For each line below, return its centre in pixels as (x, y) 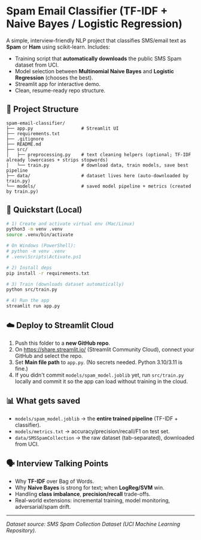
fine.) (21, 368)
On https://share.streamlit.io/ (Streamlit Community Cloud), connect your (104, 349)
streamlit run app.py (33, 306)
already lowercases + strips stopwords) (57, 160)
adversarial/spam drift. (43, 506)
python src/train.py (32, 290)
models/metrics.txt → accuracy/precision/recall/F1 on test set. (92, 431)
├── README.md (24, 144)
